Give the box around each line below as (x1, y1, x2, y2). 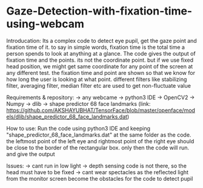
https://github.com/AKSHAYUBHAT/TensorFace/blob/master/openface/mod (6, 106, 196, 114)
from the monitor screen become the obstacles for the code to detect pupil (6, 175, 193, 182)
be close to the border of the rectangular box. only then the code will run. (6, 144, 190, 151)
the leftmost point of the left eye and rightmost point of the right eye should (6, 137, 195, 144)
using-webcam (6, 17, 85, 31)
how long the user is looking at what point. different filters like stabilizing (6, 76, 187, 83)
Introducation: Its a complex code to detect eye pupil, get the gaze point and (6, 37, 197, 44)
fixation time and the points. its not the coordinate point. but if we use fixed (6, 56, 194, 63)
